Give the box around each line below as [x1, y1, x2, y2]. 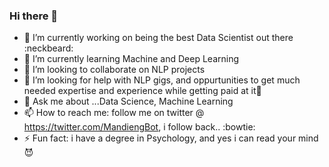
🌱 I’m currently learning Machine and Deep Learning [23, 53, 240, 65]
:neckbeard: [23, 42, 74, 54]
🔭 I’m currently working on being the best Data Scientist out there [23, 32, 294, 44]
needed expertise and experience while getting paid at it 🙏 [23, 85, 262, 97]
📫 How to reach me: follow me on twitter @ [23, 107, 205, 119]
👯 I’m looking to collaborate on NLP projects [23, 64, 206, 76]
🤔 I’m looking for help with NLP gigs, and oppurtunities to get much [23, 74, 301, 86]
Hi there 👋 [9, 9, 59, 23]
